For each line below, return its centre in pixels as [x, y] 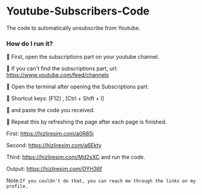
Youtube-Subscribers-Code [78, 11]
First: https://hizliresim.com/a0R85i [50, 134]
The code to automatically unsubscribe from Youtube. [73, 28]
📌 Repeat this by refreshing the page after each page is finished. [87, 122]
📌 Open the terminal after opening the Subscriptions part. [78, 87]
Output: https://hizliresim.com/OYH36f [54, 169]
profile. [17, 187]
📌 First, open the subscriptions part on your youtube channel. [83, 57]
